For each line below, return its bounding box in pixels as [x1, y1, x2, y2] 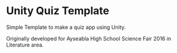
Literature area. [6, 41, 44, 48]
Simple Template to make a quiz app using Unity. [6, 24, 126, 31]
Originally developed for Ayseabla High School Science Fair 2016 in [6, 35, 172, 42]
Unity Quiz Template [6, 4, 110, 18]
